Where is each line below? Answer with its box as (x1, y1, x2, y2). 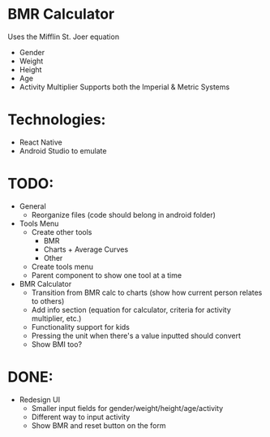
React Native (19, 137, 62, 147)
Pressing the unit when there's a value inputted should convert (31, 331, 241, 340)
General (19, 201, 46, 211)
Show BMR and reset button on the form (31, 420, 167, 431)
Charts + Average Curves (43, 244, 129, 254)
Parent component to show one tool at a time (31, 270, 182, 280)
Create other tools (31, 227, 92, 236)
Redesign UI (19, 395, 61, 405)
